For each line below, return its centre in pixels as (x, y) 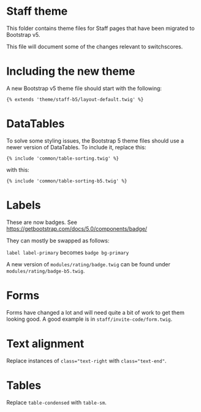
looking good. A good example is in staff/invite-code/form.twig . (89, 319)
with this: (18, 170)
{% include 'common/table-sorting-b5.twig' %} (67, 181)
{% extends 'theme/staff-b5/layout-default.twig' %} (75, 99)
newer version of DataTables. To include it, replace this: (76, 147)
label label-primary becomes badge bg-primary (68, 252)
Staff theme (37, 11)
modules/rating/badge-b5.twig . (46, 271)
